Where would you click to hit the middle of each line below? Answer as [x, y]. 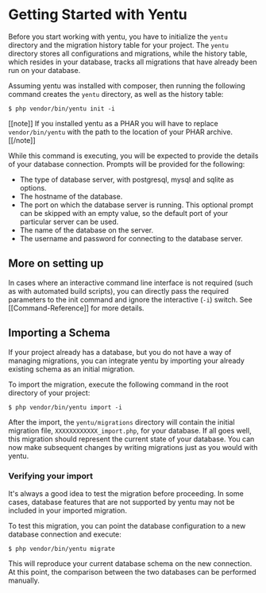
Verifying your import [51, 476]
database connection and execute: [65, 534]
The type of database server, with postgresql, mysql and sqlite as [127, 179]
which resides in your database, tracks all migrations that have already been [133, 62]
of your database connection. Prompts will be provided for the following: [127, 164]
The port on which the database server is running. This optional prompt [137, 205]
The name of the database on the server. [86, 230]
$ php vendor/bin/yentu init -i [62, 109]
